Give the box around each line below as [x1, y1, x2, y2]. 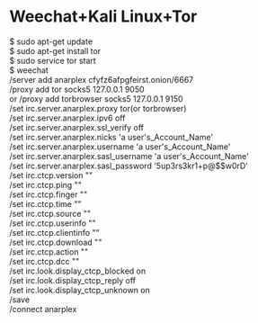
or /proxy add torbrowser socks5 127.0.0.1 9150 [9, 93, 183, 104]
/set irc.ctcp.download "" [9, 237, 102, 247]
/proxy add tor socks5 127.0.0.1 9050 [9, 84, 146, 94]
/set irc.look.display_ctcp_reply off [9, 274, 137, 285]
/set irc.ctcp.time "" [9, 198, 82, 209]
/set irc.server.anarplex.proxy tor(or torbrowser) [9, 103, 187, 113]
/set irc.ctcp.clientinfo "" [9, 227, 101, 238]
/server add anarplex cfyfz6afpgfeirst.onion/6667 [9, 74, 194, 85]
